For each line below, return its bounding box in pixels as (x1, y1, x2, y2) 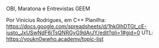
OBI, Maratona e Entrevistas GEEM (6, 5, 90, 12)
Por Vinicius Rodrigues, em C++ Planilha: (6, 17, 106, 23)
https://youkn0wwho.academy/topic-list (6, 36, 103, 42)
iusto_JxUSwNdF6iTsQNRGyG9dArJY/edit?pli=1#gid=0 (6, 29, 141, 36)
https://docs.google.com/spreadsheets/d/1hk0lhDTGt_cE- (6, 23, 147, 30)
